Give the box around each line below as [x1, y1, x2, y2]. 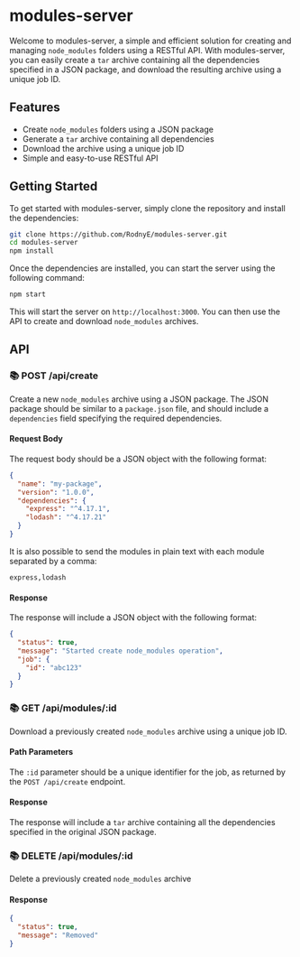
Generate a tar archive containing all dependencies [22, 133, 214, 144]
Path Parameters [9, 747, 74, 757]
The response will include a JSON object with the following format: [9, 612, 258, 623]
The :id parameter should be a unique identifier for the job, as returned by [9, 767, 286, 777]
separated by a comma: [9, 555, 97, 566]
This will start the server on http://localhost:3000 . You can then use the [9, 306, 281, 317]
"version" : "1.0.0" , [17, 488, 95, 497]
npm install [9, 246, 54, 256]
